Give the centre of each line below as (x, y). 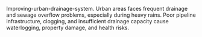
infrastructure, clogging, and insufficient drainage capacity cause (87, 21)
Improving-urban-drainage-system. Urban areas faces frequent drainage (97, 9)
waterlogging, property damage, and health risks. (68, 27)
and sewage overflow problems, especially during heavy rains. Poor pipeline (101, 15)
